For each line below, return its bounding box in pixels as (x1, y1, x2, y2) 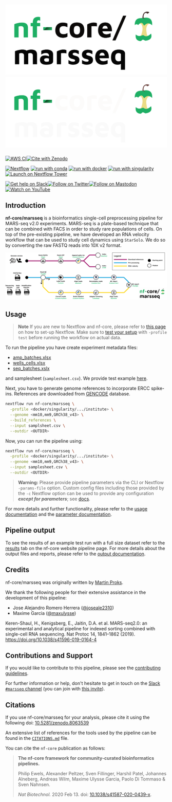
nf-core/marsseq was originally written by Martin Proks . (5, 579, 124, 585)
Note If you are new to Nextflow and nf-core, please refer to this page (17, 323, 166, 330)
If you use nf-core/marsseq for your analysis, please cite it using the (5, 714, 150, 721)
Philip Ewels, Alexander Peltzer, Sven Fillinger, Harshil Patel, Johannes (17, 771, 167, 777)
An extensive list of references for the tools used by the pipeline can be (5, 730, 157, 736)
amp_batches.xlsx (12, 354, 51, 361)
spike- (150, 385, 165, 392)
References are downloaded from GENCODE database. (14, 391, 131, 397)
